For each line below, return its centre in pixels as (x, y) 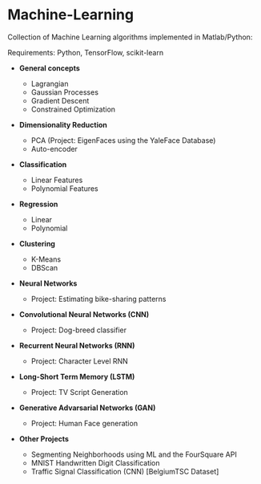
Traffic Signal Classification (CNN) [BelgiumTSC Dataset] (125, 471)
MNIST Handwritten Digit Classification (96, 462)
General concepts (50, 68)
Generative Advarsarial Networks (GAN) (87, 408)
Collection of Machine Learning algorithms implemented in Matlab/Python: (130, 37)
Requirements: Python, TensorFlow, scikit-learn (86, 52)
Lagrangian (50, 83)
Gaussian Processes (65, 92)
